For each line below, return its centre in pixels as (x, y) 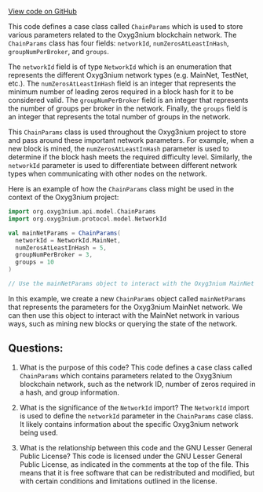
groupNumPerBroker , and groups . (59, 51)
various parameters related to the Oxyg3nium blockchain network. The (122, 35)
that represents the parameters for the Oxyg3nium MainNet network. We (126, 307)
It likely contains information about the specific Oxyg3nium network (129, 424)
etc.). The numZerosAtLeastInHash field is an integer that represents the (122, 83)
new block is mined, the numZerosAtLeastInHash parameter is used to (119, 149)
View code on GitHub (42, 11)
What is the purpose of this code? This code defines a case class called (136, 367)
